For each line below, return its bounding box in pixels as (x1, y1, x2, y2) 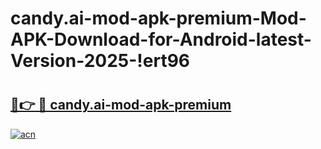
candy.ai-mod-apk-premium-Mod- (10, 7, 307, 30)
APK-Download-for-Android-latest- (10, 28, 312, 51)
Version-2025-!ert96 (10, 50, 191, 72)
